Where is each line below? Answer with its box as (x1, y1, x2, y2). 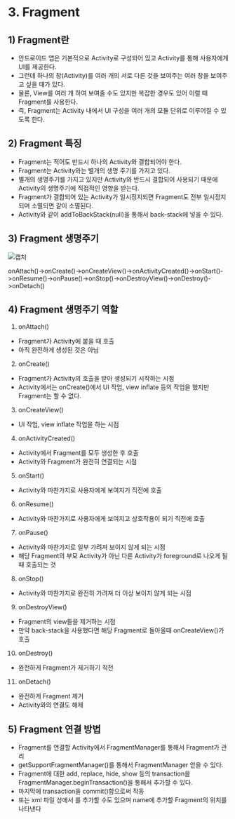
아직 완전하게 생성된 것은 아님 (18, 346, 99, 354)
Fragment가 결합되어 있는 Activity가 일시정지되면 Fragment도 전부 (18, 192, 202, 201)
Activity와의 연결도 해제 (18, 700, 83, 709)
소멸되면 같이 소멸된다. (31, 201, 94, 210)
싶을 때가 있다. (25, 80, 65, 88)
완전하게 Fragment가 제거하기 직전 (18, 663, 114, 672)
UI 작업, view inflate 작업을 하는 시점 (18, 420, 119, 428)
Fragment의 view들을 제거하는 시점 (18, 618, 116, 626)
